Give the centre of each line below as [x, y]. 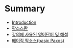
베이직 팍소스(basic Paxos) [38, 41]
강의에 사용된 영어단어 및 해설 [40, 34]
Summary [25, 9]
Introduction [24, 22]
